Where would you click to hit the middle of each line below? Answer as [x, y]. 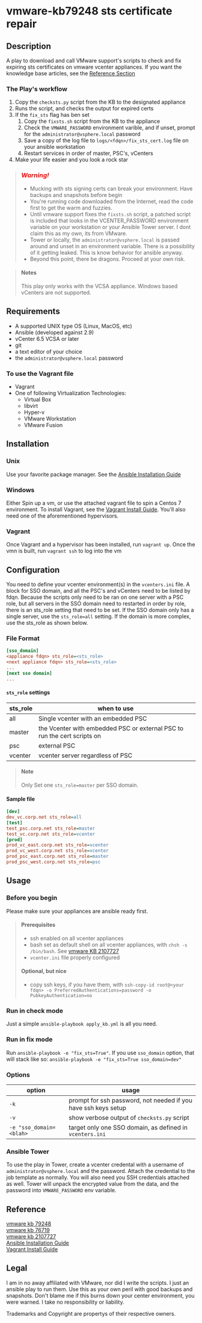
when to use [116, 708]
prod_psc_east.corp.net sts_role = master [58, 857]
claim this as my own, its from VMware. [78, 233]
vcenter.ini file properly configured [75, 957]
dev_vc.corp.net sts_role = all [44, 818]
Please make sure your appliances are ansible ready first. [77, 911]
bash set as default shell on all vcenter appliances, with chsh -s [109, 945]
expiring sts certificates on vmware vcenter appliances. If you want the [94, 67]
